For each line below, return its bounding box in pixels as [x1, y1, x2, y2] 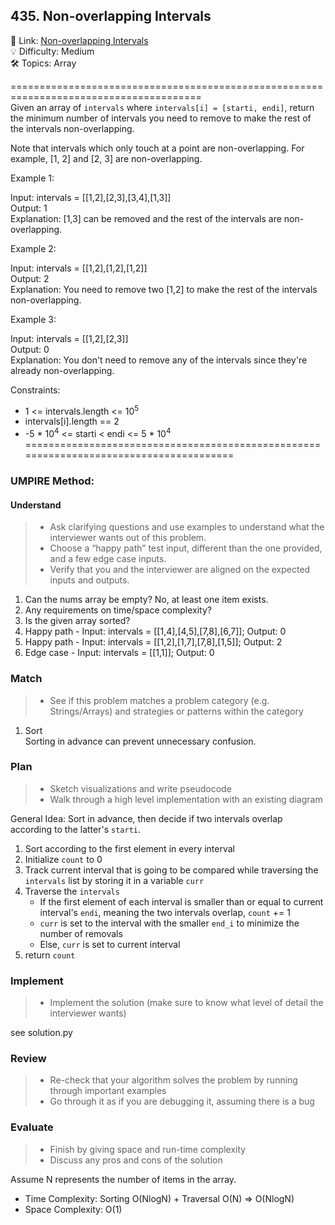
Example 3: [10, 313, 57, 325]
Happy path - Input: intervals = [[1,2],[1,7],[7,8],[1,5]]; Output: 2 [24, 636, 283, 648]
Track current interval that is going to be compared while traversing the [24, 864, 319, 876]
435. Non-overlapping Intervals [10, 8, 212, 25]
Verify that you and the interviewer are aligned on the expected [49, 564, 311, 576]
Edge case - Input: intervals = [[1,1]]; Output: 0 [24, 647, 215, 659]
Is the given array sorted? [24, 615, 131, 627]
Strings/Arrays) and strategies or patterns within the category [49, 705, 304, 717]
